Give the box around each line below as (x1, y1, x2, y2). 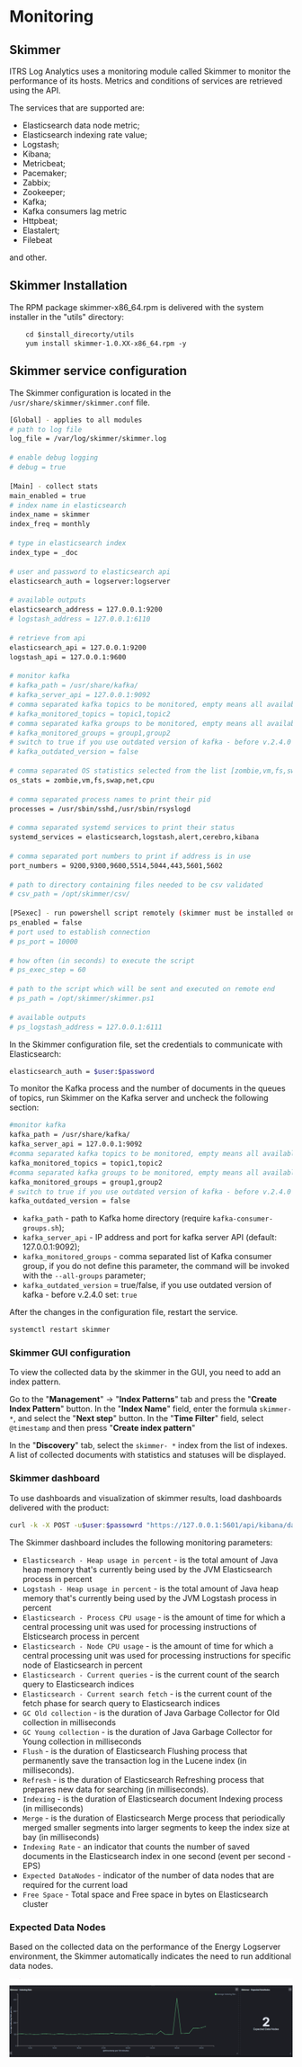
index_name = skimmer (9, 510, 91, 519)
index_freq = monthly (9, 520, 91, 529)
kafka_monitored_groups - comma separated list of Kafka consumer (22, 1251, 272, 1262)
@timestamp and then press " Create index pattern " (9, 1423, 196, 1434)
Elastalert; (22, 225, 60, 236)
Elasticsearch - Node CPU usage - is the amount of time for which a (22, 1640, 274, 1651)
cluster (22, 1898, 49, 1909)
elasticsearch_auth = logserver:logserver (9, 577, 171, 586)
